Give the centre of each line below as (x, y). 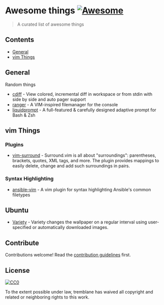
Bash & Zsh (24, 115)
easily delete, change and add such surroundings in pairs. (71, 166)
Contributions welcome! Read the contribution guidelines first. (68, 255)
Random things (20, 85)
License (17, 270)
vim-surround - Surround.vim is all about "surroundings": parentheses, (84, 155)
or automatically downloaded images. (70, 227)
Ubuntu (17, 210)
